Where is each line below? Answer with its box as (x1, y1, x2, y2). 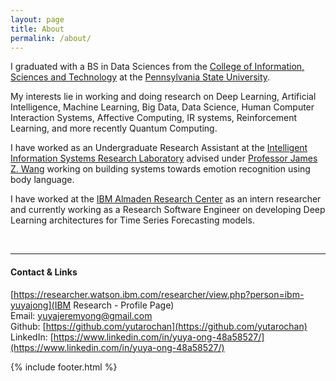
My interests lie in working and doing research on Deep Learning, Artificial (10, 91, 317, 103)
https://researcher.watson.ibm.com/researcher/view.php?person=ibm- (13, 288, 305, 300)
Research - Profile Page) (73, 299, 175, 311)
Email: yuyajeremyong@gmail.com (10, 309, 153, 321)
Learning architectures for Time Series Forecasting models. (10, 214, 255, 226)
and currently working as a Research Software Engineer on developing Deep (10, 204, 326, 216)
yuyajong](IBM (10, 299, 72, 311)
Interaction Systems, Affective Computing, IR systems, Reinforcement (10, 112, 298, 124)
